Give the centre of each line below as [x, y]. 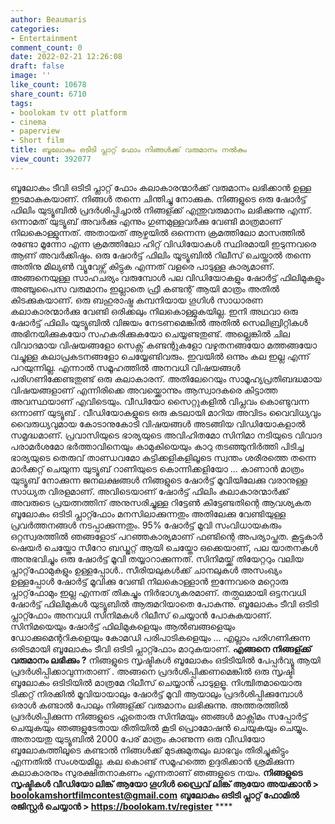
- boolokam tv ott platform [69, 112]
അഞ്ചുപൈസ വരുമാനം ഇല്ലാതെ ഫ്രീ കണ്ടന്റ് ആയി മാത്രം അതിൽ [145, 288]
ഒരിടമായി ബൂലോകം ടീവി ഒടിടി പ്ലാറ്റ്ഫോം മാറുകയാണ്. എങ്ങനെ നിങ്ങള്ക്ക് [161, 648]
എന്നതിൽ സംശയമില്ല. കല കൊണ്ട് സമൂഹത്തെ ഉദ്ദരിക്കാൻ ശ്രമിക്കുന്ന [152, 761]
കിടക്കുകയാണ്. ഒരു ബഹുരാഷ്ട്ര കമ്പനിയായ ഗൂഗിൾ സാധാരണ [136, 300]
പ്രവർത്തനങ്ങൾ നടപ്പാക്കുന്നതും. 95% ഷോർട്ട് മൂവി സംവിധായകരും [146, 525]
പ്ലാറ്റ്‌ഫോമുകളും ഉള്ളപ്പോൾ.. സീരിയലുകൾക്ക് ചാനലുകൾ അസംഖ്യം [146, 570]
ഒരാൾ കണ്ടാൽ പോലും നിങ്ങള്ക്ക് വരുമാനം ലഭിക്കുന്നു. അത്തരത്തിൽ [149, 705]
